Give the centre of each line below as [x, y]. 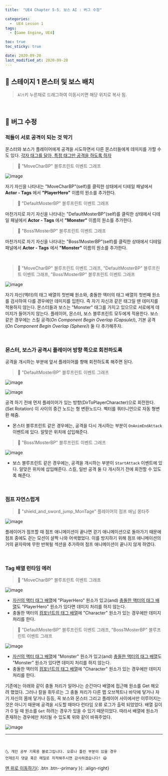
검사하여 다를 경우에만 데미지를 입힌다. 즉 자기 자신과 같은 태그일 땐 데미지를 [84, 301]
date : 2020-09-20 [23, 56]
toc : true [15, 42]
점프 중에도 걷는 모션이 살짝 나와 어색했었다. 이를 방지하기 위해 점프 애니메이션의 [83, 538]
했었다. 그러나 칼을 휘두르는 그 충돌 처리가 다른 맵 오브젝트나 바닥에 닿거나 [82, 692]
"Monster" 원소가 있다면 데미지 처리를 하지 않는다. [62, 663]
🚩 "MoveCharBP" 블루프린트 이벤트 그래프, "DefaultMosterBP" [80, 268]
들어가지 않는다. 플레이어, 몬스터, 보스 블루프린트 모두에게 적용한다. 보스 [88, 314]
